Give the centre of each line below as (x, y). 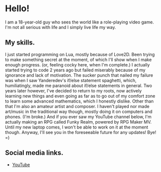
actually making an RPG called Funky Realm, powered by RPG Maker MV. (78, 122)
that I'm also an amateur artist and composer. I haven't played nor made (77, 106)
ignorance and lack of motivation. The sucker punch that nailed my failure (79, 75)
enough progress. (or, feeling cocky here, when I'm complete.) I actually (78, 64)
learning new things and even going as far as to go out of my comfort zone (80, 96)
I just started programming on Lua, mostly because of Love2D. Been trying (80, 54)
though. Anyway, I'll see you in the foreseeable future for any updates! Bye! (81, 132)
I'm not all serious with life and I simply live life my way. (60, 27)
